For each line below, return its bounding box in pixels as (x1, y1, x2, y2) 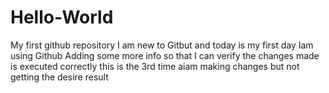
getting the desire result (10, 71, 109, 83)
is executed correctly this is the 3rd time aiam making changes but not (10, 60, 300, 72)
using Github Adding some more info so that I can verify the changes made (10, 49, 320, 61)
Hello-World (10, 6, 114, 29)
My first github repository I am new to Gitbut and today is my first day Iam (10, 39, 314, 51)
